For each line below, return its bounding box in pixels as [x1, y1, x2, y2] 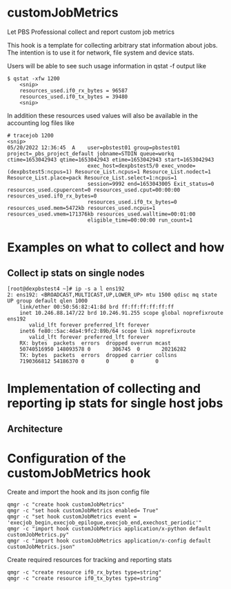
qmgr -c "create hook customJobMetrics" [7, 501, 125, 508]
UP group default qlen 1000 [7, 297, 88, 305]
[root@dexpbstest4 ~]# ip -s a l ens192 [7, 285, 125, 292]
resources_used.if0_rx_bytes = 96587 [19, 87, 128, 94]
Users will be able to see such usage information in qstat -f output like [7, 61, 207, 70]
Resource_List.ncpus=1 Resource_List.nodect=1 [74, 168, 212, 175]
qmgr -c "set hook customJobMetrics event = [7, 513, 137, 521]
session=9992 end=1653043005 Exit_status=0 [87, 180, 214, 187]
